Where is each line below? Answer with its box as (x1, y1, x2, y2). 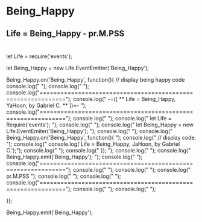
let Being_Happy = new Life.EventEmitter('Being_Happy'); (6, 64, 150, 71)
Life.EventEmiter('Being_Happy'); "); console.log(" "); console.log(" (6, 127, 173, 134)
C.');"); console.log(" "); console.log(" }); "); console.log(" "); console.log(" (6, 146, 191, 154)
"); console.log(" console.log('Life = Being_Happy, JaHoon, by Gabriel (6, 140, 180, 148)
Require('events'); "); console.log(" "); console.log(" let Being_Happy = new (6, 121, 194, 128)
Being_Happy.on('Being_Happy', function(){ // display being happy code (6, 76, 185, 83)
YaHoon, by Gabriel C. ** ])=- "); (6, 102, 87, 109)
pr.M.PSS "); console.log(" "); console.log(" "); (6, 172, 121, 180)
